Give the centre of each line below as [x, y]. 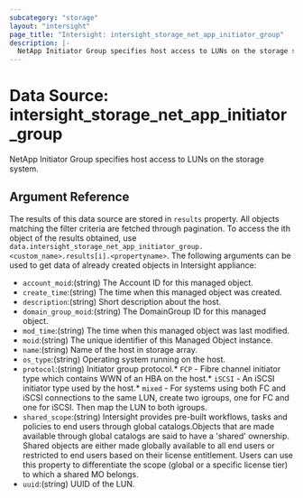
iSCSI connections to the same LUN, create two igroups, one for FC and [156, 397]
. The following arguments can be [229, 255]
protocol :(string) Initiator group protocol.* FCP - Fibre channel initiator [151, 369]
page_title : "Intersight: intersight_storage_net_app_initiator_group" [147, 34]
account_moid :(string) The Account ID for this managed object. [138, 282]
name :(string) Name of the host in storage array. [110, 349]
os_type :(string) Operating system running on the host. [124, 359]
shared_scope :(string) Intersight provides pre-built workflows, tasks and [155, 417]
